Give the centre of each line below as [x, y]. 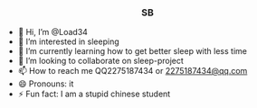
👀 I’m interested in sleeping [68, 41]
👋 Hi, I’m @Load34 [53, 32]
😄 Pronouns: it [46, 84]
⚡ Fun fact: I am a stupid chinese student [94, 94]
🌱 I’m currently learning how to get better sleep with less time [132, 51]
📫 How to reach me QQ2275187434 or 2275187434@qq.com [133, 71]
